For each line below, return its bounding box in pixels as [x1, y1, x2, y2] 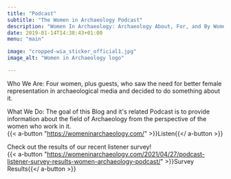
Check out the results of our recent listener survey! [7, 143, 152, 151]
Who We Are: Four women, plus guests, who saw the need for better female [7, 79, 222, 87]
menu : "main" [7, 36, 45, 43]
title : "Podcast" [7, 10, 57, 17]
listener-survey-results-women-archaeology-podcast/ [7, 157, 161, 165]
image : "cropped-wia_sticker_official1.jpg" [7, 48, 137, 55]
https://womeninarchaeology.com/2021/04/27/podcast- [47, 149, 205, 158]
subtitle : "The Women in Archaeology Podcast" [7, 17, 143, 23]
